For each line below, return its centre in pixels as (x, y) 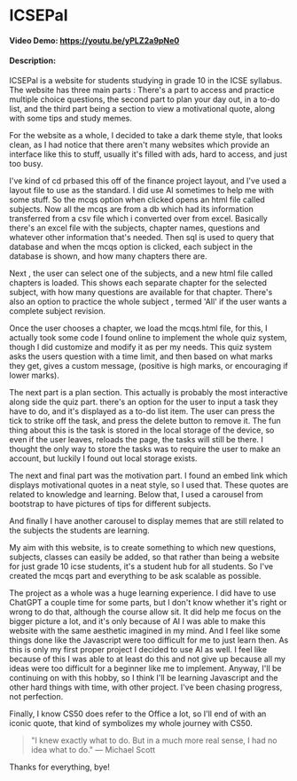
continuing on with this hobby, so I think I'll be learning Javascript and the (144, 677)
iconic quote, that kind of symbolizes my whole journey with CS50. (131, 722)
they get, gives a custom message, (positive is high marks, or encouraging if (148, 365)
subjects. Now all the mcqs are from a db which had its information (132, 208)
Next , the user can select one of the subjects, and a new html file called (141, 273)
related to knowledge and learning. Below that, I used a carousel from (136, 494)
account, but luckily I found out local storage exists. (103, 458)
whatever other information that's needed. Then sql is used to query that (142, 237)
